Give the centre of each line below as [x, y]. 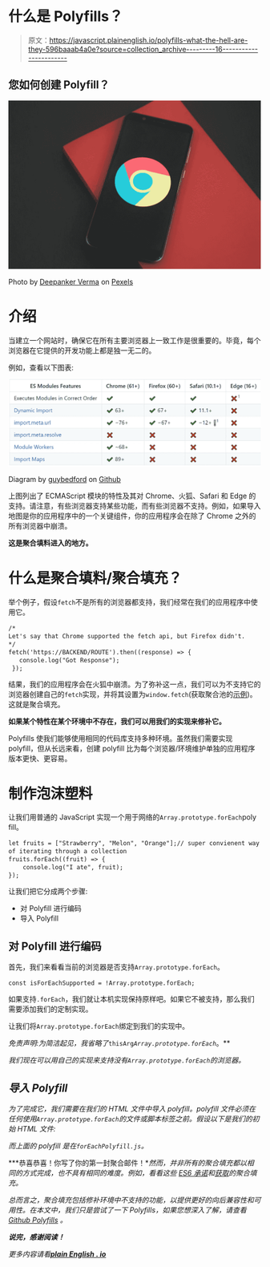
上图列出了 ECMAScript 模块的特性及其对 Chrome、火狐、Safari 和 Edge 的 [132, 496]
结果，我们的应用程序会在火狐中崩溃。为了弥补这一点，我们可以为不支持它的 [135, 684]
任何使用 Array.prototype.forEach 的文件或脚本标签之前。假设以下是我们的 [130, 1119]
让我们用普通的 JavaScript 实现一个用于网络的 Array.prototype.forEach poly [133, 817]
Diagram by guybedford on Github [65, 479]
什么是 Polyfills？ [66, 16]
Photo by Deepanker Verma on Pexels [71, 281]
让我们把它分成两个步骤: [48, 892]
